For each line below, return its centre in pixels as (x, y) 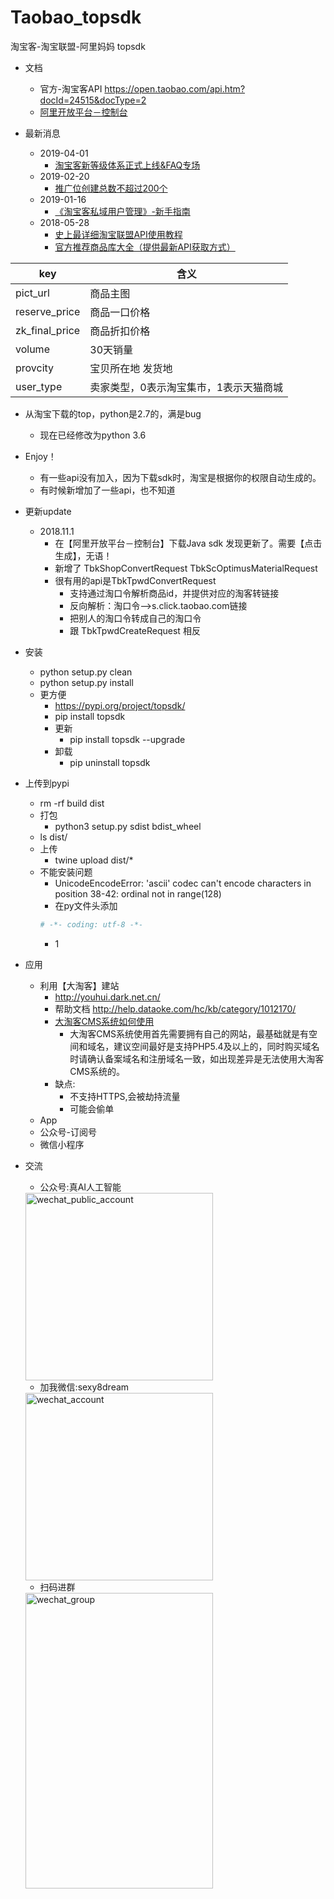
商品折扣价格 (120, 331)
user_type (39, 386)
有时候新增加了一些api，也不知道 (107, 490)
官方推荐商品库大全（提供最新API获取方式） (145, 247)
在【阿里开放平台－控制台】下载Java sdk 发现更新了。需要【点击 (188, 543)
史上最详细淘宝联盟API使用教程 (118, 234)
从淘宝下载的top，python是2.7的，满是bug (113, 413)
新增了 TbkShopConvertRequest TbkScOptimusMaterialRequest (186, 568)
